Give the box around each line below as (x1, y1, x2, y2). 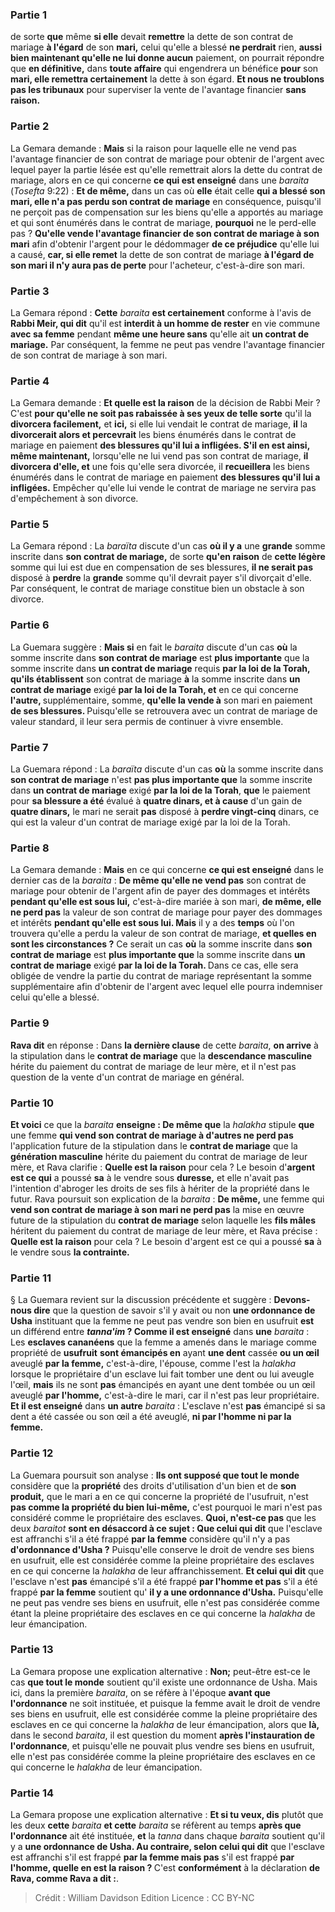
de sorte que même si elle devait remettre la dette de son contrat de (10, 31, 294, 43)
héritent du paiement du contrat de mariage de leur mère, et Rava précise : (10, 1224, 318, 1237)
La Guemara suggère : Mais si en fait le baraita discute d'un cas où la (10, 641, 298, 653)
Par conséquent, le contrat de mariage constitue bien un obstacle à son (10, 583, 305, 595)
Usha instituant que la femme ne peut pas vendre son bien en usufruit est (10, 1315, 315, 1327)
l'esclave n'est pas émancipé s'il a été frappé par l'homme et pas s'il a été (10, 1575, 318, 1587)
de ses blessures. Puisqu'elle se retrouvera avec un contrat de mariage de (10, 704, 318, 717)
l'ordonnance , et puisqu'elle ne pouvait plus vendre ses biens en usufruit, (10, 1739, 315, 1752)
